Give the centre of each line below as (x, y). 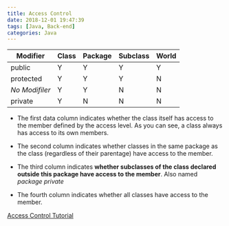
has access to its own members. (63, 133)
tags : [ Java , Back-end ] (41, 26)
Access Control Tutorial (40, 216)
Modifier (31, 56)
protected (26, 79)
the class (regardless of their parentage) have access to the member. (115, 154)
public (21, 68)
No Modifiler (31, 90)
